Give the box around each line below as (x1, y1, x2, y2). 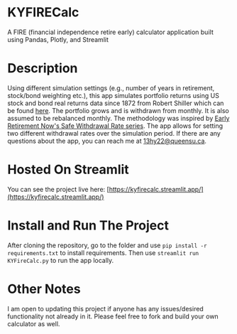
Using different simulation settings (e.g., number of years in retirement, (7, 83, 215, 92)
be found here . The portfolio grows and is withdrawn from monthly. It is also (7, 106, 229, 114)
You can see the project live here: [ (7, 185, 110, 193)
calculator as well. (7, 319, 60, 328)
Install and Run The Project (7, 217, 169, 233)
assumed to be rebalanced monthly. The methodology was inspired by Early (7, 114, 230, 122)
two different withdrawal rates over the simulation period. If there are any (7, 129, 221, 137)
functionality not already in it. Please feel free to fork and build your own (7, 312, 219, 320)
